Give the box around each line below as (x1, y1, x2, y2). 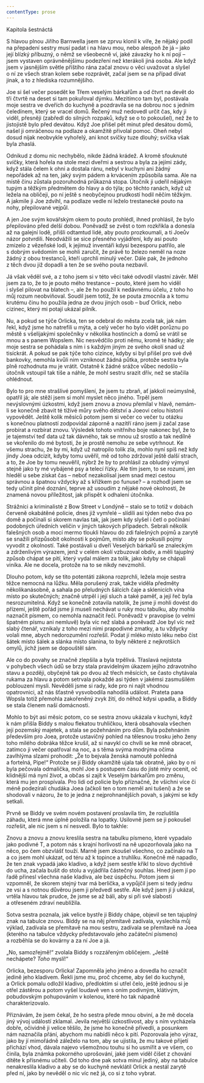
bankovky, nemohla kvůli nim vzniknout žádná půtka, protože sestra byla (6, 356, 189, 363)
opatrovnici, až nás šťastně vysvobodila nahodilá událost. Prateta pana (6, 688, 184, 696)
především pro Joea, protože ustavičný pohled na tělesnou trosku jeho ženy (6, 733, 197, 740)
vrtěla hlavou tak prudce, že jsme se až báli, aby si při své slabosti (6, 892, 172, 900)
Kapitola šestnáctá (6, 26, 53, 33)
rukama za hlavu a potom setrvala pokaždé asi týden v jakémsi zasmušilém (6, 675, 195, 683)
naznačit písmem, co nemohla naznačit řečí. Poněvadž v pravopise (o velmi (6, 611, 195, 619)
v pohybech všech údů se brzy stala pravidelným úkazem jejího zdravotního (6, 663, 197, 670)
